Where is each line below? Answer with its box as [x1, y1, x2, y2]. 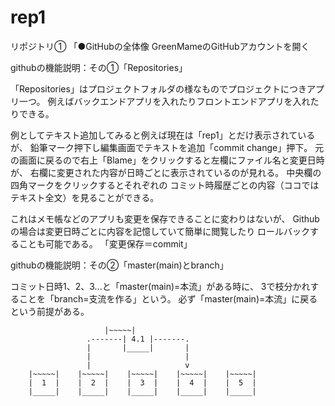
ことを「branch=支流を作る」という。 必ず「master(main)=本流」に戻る [18, 292, 318, 305]
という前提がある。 [10, 305, 90, 317]
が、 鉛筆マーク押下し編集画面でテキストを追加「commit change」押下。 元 [10, 141, 325, 153]
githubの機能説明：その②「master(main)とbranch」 [10, 259, 229, 271]
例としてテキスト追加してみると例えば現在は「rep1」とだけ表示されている [10, 129, 316, 141]
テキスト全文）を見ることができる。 [10, 191, 160, 203]
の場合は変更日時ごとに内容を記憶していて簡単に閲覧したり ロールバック [10, 225, 311, 237]
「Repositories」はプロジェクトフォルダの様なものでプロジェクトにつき [10, 82, 307, 95]
